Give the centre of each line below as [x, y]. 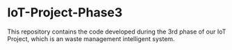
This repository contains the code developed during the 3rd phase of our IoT [117, 32]
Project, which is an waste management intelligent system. [91, 38]
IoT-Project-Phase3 [65, 13]
